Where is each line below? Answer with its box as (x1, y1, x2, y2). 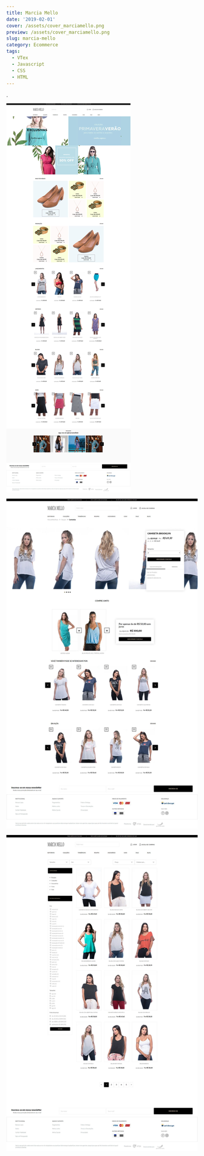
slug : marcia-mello (6, 35, 56, 42)
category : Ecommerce (6, 42, 59, 48)
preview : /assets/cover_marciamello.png (6, 29, 110, 35)
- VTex (12, 55, 29, 61)
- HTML (12, 74, 29, 80)
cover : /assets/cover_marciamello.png (6, 22, 104, 29)
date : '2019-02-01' (6, 16, 56, 22)
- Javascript (12, 61, 45, 67)
